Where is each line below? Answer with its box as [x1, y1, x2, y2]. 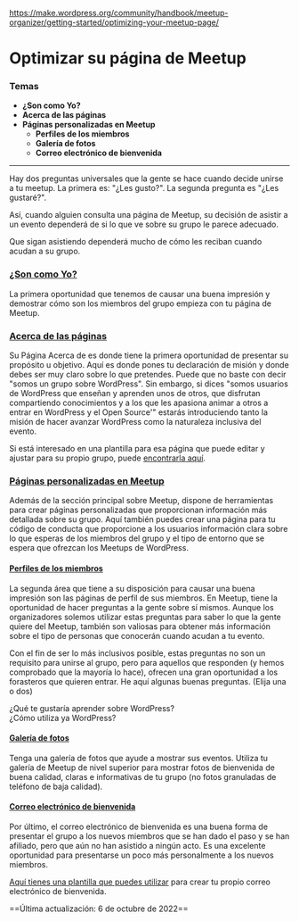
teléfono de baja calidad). [9, 781, 103, 792]
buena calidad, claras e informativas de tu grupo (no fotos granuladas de [9, 771, 277, 782]
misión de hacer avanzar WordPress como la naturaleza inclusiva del [9, 417, 262, 427]
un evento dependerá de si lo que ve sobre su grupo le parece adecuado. [9, 219, 279, 230]
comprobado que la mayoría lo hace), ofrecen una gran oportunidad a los [9, 667, 279, 677]
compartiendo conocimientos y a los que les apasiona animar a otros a [9, 397, 269, 409]
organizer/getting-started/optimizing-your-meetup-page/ [9, 17, 220, 28]
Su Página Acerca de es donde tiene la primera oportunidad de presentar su [9, 350, 289, 361]
